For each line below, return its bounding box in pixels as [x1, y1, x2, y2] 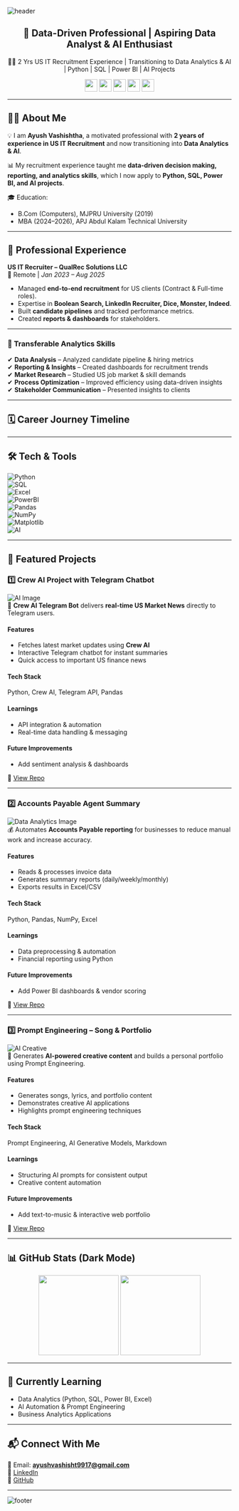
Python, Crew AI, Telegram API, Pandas [7, 688, 123, 696]
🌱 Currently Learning [7, 1376, 102, 1388]
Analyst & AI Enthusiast [66, 38, 173, 51]
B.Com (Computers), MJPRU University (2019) [17, 209, 154, 218]
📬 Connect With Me [7, 1438, 100, 1451]
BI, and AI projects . [7, 179, 65, 187]
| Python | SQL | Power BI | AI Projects [63, 65, 176, 73]
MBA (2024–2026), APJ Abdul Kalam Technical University [17, 217, 187, 226]
